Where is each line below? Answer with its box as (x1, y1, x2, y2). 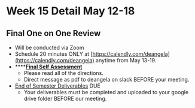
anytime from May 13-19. (95, 57, 157, 64)
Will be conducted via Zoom (14, 44, 84, 51)
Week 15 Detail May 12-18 (6, 4, 135, 18)
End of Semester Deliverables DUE (14, 82, 100, 89)
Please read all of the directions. (23, 70, 103, 76)
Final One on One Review (6, 28, 101, 38)
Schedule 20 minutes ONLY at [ (14, 50, 93, 58)
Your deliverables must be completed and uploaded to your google (23, 89, 189, 95)
